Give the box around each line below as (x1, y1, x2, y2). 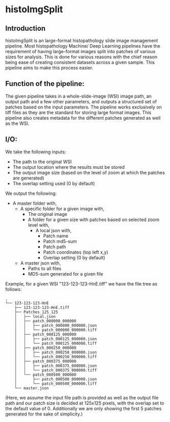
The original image (28, 211, 67, 217)
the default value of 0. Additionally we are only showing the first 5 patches (5, 405, 162, 411)
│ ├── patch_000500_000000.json (14, 376, 97, 382)
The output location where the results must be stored (12, 164, 125, 170)
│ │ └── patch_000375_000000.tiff (14, 367, 97, 373)
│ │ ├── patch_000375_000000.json (14, 363, 97, 368)
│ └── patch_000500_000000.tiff (14, 381, 97, 386)
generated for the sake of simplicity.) (5, 411, 83, 417)
